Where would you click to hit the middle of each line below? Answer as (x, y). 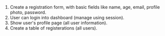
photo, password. (28, 12)
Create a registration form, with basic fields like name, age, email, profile (85, 7)
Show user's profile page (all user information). (59, 23)
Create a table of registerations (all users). (54, 28)
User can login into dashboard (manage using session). (67, 18)
